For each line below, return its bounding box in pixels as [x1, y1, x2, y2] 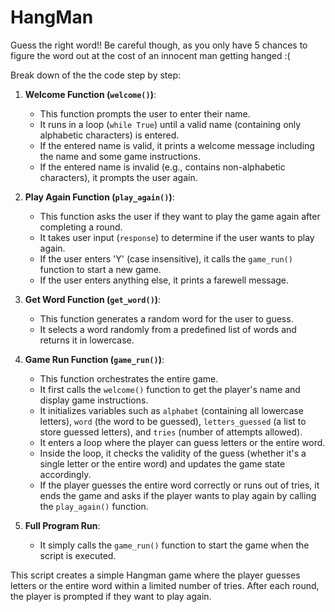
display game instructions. [39, 394, 149, 406]
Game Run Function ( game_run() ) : [24, 353, 165, 365]
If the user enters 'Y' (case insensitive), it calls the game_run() [39, 252, 293, 265]
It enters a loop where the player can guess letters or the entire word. [39, 436, 326, 448]
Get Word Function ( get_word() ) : [24, 293, 162, 305]
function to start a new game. [39, 263, 162, 275]
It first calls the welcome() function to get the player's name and [39, 383, 301, 395]
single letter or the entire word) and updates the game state [39, 457, 286, 470]
